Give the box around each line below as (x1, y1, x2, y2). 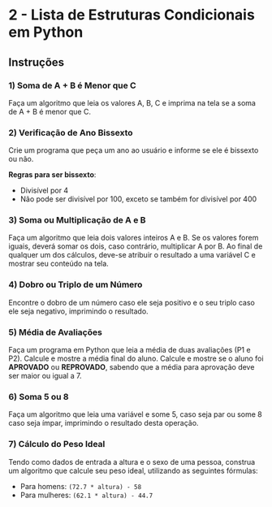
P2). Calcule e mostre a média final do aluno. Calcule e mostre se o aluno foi (8, 353, 264, 363)
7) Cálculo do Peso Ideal (8, 439, 106, 450)
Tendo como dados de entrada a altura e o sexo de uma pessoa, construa (8, 457, 256, 466)
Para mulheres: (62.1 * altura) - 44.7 (19, 490, 153, 500)
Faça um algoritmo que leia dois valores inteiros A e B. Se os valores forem (8, 233, 259, 243)
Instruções (8, 55, 65, 69)
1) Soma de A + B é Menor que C (8, 80, 136, 91)
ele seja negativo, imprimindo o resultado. (8, 306, 149, 316)
